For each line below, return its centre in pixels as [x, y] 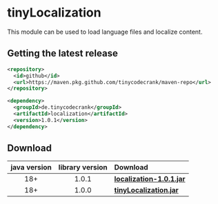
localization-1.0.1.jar [150, 179]
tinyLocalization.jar [147, 190]
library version [83, 167]
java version [31, 167]
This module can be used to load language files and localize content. [105, 32]
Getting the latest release [63, 53]
